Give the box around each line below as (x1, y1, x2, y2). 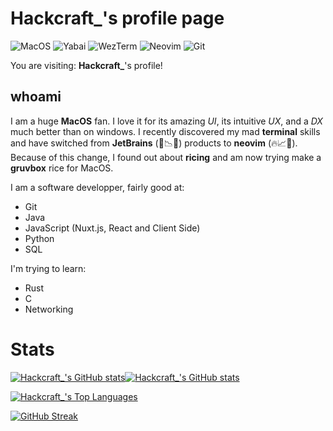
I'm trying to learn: (10, 262, 87, 274)
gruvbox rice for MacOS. (10, 162, 114, 174)
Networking (24, 303, 74, 315)
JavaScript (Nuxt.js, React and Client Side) (24, 222, 201, 234)
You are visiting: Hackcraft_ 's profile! (10, 59, 163, 71)
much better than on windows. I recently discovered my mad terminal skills (10, 125, 321, 137)
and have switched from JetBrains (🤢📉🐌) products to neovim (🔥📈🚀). (10, 137, 298, 149)
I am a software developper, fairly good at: (10, 181, 185, 193)
